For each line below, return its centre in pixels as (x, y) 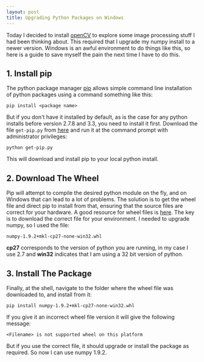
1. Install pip (29, 73)
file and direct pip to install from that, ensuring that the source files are (95, 206)
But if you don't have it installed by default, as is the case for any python (97, 117)
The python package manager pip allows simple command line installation (99, 88)
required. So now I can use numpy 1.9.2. (57, 352)
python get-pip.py (30, 148)
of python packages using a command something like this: (79, 94)
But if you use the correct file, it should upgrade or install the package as (98, 346)
